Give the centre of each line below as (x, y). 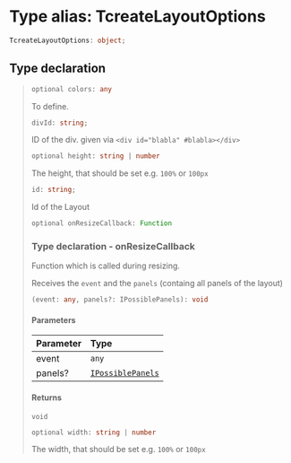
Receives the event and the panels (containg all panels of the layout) (157, 284)
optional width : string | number (94, 432)
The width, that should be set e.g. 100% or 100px (118, 450)
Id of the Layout (60, 207)
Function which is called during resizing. (106, 266)
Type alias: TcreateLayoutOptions (137, 17)
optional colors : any (72, 89)
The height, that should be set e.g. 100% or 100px (120, 173)
